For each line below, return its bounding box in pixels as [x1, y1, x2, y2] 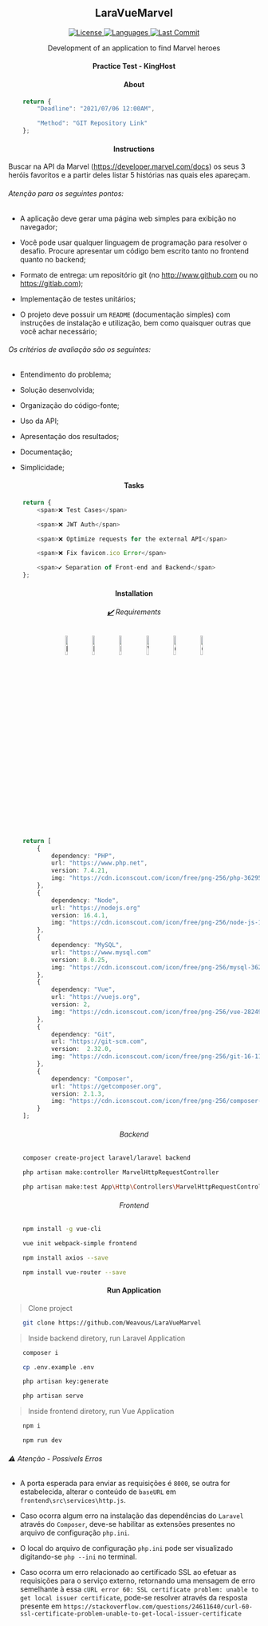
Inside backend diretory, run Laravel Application [27, 1333, 186, 1343]
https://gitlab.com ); [19, 278, 84, 288]
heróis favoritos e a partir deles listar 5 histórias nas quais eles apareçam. [8, 170, 250, 180]
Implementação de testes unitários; [19, 294, 136, 303]
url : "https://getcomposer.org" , [50, 1082, 162, 1090]
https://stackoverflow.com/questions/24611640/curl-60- [63, 1603, 253, 1611]
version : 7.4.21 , [50, 867, 109, 875]
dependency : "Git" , [50, 1030, 116, 1038]
